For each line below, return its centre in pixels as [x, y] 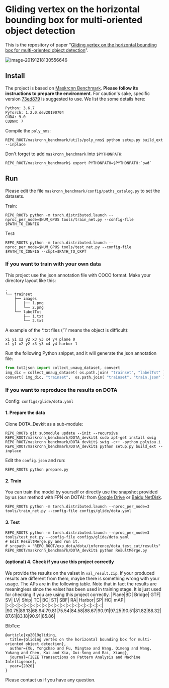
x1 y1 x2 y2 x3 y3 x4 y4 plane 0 [40, 339]
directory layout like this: [31, 280]
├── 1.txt [33, 316]
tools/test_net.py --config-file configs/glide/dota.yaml [67, 537]
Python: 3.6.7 [20, 108]
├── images [26, 299]
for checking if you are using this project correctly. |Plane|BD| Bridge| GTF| [83, 594]
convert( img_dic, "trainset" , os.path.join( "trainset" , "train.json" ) [85, 377]
